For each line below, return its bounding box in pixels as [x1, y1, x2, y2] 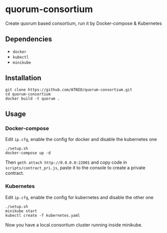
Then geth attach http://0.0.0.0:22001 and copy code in [5, 159, 128, 165]
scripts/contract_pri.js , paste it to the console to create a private [5, 165, 146, 171]
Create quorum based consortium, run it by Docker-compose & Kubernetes [5, 20, 162, 26]
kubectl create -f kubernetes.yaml [5, 213, 80, 218]
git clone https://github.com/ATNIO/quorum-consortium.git [5, 87, 133, 92]
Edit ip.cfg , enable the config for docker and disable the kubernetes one [5, 136, 157, 143]
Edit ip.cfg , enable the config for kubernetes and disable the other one [5, 194, 154, 200]
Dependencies [5, 35, 52, 43]
